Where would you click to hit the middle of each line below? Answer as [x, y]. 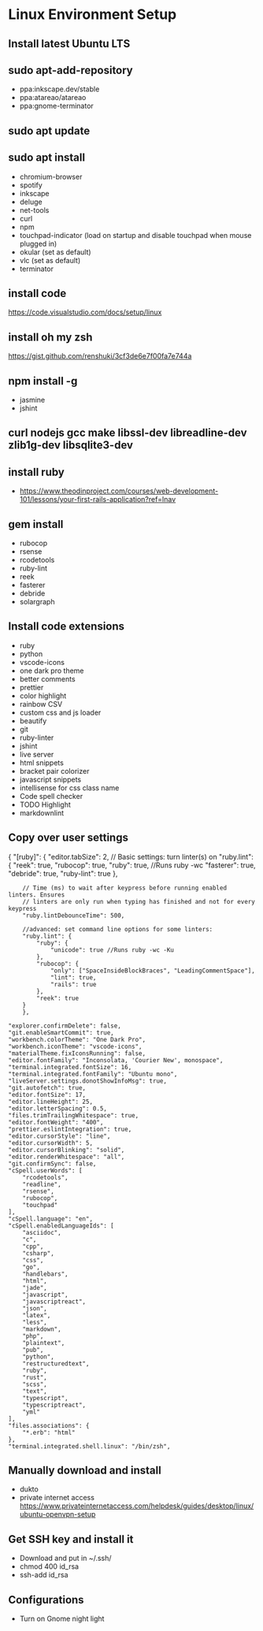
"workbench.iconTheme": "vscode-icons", [76, 1046]
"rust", [35, 1377]
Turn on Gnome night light [62, 1619]
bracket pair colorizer [54, 771]
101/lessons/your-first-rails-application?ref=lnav [98, 500]
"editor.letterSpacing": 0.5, [58, 1109]
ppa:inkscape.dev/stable [59, 89]
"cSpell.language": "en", [50, 1219]
